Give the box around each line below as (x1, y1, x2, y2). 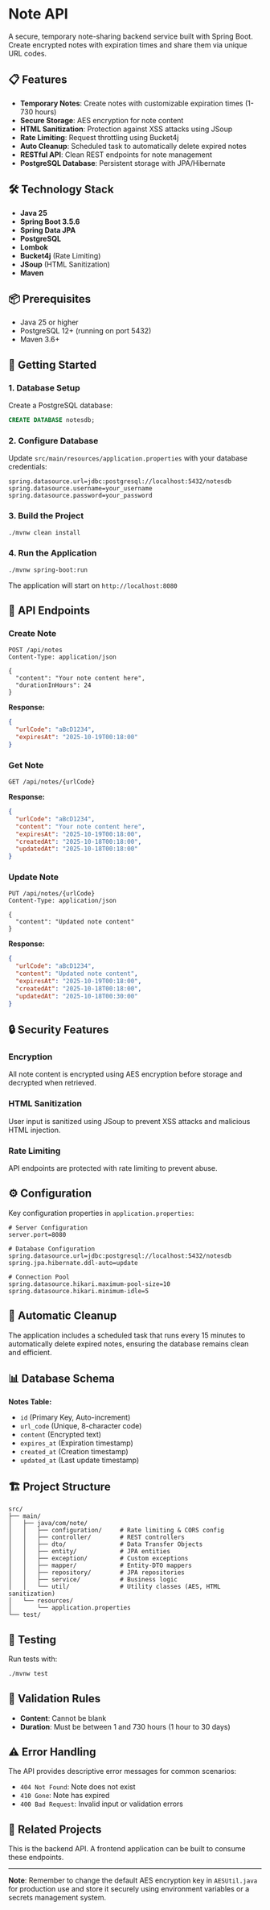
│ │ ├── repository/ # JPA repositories (8, 1569, 185, 1577)
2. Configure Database (8, 435, 99, 446)
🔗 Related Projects (8, 1822, 102, 1836)
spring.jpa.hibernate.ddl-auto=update (8, 1259, 138, 1267)
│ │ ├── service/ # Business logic (8, 1576, 178, 1584)
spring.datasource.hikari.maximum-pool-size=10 (8, 1280, 171, 1288)
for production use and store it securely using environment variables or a (8, 1884, 250, 1894)
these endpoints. (8, 1853, 64, 1862)
